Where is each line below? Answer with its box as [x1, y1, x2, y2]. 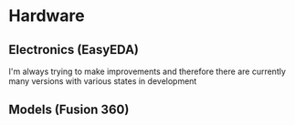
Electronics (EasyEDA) [8, 42, 139, 57]
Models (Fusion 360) [8, 102, 130, 118]
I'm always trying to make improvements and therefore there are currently [8, 66, 287, 77]
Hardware [8, 5, 85, 26]
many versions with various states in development [8, 76, 197, 87]
